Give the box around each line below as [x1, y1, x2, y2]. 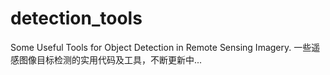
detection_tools [10, 7, 143, 30]
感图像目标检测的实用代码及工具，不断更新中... [10, 53, 203, 66]
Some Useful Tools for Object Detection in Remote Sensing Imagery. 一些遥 [10, 41, 321, 53]
